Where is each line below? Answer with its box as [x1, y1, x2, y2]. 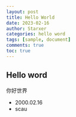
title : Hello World [6, 14, 55, 20]
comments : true [6, 43, 44, 49]
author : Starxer [6, 25, 47, 32]
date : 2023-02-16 [6, 20, 50, 26]
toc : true [6, 48, 31, 54]
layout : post [6, 8, 39, 15]
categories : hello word [6, 31, 66, 37]
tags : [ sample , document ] [6, 37, 71, 43]
